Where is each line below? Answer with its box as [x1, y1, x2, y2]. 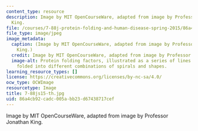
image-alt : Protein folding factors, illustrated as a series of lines [11, 58, 192, 63]
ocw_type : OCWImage [6, 80, 54, 86]
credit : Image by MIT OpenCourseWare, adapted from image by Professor [11, 52, 192, 58]
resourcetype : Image [6, 85, 57, 91]
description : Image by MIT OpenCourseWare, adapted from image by [6, 14, 173, 20]
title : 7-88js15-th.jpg [6, 90, 65, 96]
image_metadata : [6, 36, 46, 42]
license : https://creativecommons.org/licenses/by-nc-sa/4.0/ [6, 74, 162, 80]
